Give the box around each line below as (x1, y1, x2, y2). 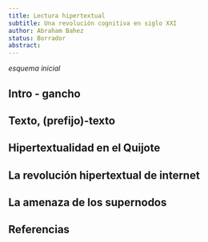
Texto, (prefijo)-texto (8, 114, 116, 127)
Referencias (8, 223, 70, 236)
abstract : (8, 42, 42, 50)
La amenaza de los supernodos (8, 196, 167, 209)
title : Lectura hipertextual (8, 11, 106, 20)
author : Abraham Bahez (8, 26, 84, 34)
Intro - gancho (8, 87, 82, 100)
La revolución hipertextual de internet (8, 168, 200, 182)
